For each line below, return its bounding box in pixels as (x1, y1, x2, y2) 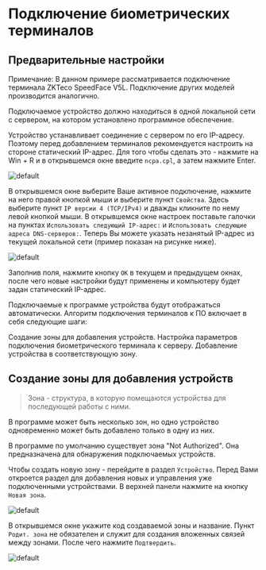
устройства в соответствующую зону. (8, 349, 137, 358)
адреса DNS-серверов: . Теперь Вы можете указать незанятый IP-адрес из (8, 229, 255, 238)
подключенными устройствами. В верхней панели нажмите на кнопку (8, 481, 249, 491)
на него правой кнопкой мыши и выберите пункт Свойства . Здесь (8, 195, 229, 204)
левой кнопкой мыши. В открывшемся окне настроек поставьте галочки (8, 212, 256, 221)
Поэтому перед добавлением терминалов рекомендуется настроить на (8, 139, 253, 148)
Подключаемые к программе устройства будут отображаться (8, 300, 221, 310)
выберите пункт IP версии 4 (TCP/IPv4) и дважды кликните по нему (8, 203, 241, 213)
